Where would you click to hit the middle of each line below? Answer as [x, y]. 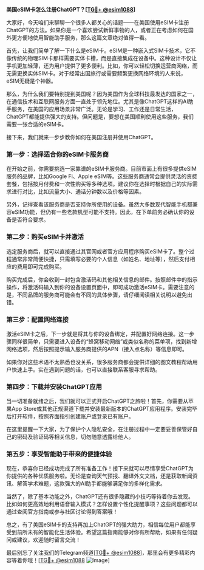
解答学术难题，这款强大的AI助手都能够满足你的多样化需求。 [91, 484]
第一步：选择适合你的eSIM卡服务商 [58, 154]
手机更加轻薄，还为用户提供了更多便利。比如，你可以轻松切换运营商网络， [99, 66]
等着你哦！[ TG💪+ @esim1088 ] [61, 560]
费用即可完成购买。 [41, 266]
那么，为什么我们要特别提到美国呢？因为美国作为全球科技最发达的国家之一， [102, 94]
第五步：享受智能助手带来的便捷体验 [59, 454]
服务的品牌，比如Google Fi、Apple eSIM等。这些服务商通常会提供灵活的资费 [102, 176]
